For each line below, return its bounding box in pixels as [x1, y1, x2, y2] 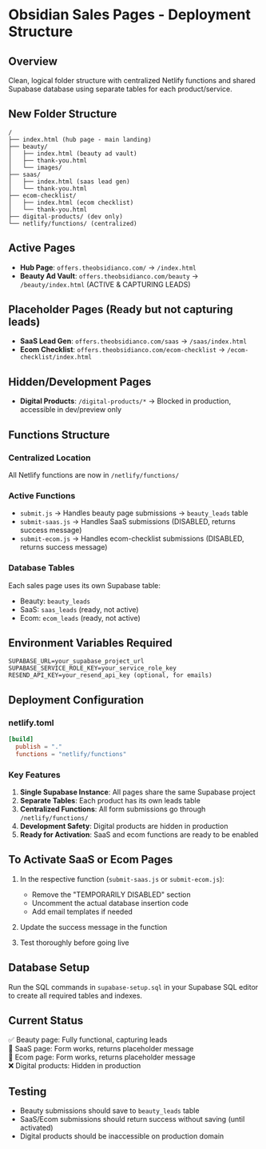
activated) [19, 1123, 54, 1133]
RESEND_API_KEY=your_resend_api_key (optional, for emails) [8, 671, 213, 679]
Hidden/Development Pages [8, 374, 152, 389]
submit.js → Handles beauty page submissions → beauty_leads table [19, 508, 249, 518]
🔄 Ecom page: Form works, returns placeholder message [8, 1052, 196, 1062]
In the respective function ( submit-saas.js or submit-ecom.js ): [19, 874, 225, 883]
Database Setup [8, 961, 90, 975]
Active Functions [8, 490, 76, 501]
